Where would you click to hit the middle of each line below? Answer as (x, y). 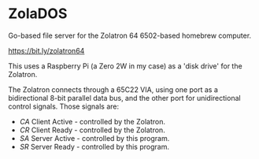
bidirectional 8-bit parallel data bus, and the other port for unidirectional (125, 98)
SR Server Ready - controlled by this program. (94, 146)
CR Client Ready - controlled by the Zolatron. (92, 130)
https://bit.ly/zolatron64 (46, 50)
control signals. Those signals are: (64, 106)
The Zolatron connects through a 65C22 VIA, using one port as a (113, 89)
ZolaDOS (38, 14)
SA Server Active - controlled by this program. (94, 138)
